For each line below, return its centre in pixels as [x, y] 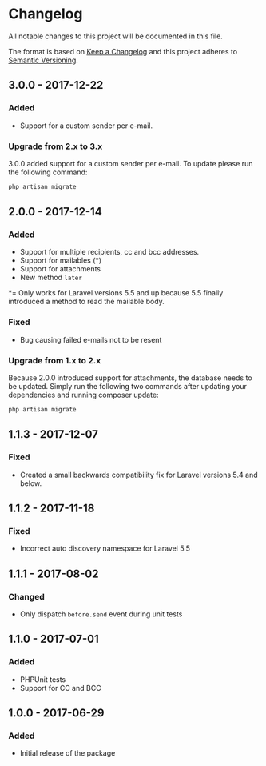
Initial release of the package [67, 753]
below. [31, 483]
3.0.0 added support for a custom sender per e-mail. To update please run [131, 163]
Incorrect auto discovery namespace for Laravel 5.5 [105, 548]
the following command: [48, 172]
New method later [51, 278]
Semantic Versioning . [43, 60]
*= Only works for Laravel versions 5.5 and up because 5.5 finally [116, 293]
